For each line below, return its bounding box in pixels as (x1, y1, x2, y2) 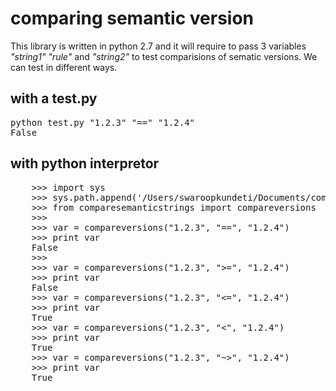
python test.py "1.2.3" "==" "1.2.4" (10, 117, 196, 128)
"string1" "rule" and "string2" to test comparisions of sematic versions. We (10, 50, 318, 62)
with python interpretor (10, 155, 160, 172)
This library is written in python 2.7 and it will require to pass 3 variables (10, 40, 307, 52)
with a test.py (10, 90, 98, 107)
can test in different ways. (10, 61, 118, 73)
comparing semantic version (10, 7, 255, 30)
